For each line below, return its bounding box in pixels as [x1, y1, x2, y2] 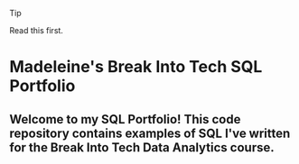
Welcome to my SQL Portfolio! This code [9, 112, 241, 127]
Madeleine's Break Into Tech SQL [9, 57, 263, 77]
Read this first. [9, 25, 63, 35]
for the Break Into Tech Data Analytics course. [9, 140, 275, 155]
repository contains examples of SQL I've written [9, 125, 291, 141]
